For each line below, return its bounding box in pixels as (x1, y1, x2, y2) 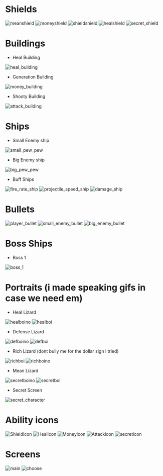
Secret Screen (12, 387, 43, 393)
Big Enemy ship (12, 157, 45, 163)
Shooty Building (12, 93, 46, 99)
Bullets (5, 204, 35, 215)
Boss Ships (5, 238, 53, 249)
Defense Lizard (12, 328, 44, 335)
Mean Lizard (12, 367, 39, 373)
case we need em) (5, 293, 83, 304)
